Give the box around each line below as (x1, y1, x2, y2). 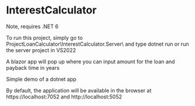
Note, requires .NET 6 (6, 23, 59, 30)
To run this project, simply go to (6, 34, 83, 41)
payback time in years (6, 64, 60, 71)
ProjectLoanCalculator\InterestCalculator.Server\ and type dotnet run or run (6, 40, 189, 47)
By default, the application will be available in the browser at (6, 87, 152, 94)
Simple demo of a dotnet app (6, 76, 76, 83)
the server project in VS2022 (6, 46, 76, 53)
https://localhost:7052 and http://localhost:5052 (6, 93, 122, 100)
